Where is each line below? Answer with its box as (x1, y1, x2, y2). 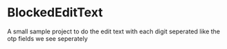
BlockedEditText (7, 5, 103, 20)
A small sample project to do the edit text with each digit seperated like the (7, 27, 220, 35)
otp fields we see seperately (7, 34, 88, 42)
